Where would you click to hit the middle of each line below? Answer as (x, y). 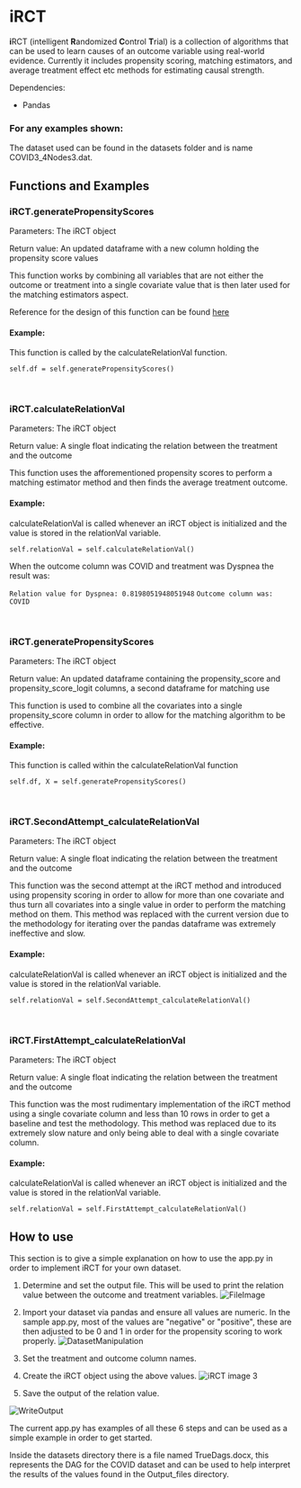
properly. (39, 1340)
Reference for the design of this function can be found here (120, 311)
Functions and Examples (80, 186)
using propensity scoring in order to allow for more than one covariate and (147, 895)
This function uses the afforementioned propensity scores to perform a (141, 473)
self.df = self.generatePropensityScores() (92, 369)
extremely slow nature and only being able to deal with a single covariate (144, 1133)
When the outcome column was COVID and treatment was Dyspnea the (142, 566)
